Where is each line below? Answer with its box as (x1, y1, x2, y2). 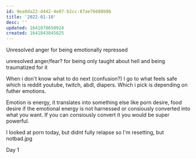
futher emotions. (6, 88, 46, 95)
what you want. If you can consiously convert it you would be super (6, 112, 170, 119)
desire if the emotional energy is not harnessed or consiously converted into (6, 105, 191, 112)
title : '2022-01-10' (6, 14, 57, 20)
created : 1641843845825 (6, 30, 65, 36)
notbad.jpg (6, 135, 32, 142)
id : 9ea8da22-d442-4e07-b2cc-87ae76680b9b (6, 8, 111, 15)
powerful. (6, 117, 29, 125)
